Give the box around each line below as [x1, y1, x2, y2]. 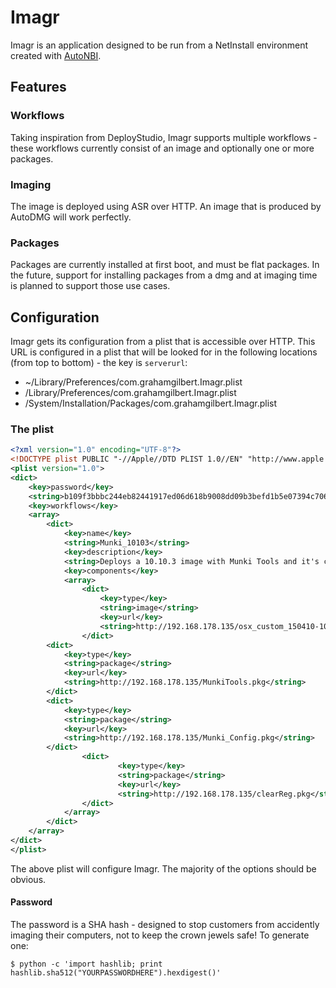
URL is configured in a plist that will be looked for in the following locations [10, 346, 318, 358]
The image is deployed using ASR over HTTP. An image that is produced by [10, 200, 322, 212]
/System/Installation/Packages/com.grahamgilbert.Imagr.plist [24, 397, 278, 410]
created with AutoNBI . [10, 49, 102, 61]
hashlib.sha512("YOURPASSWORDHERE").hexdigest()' [10, 968, 222, 978]
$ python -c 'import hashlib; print [10, 959, 163, 970]
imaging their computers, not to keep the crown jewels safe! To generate [10, 929, 310, 941]
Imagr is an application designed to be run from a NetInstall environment [10, 39, 309, 51]
